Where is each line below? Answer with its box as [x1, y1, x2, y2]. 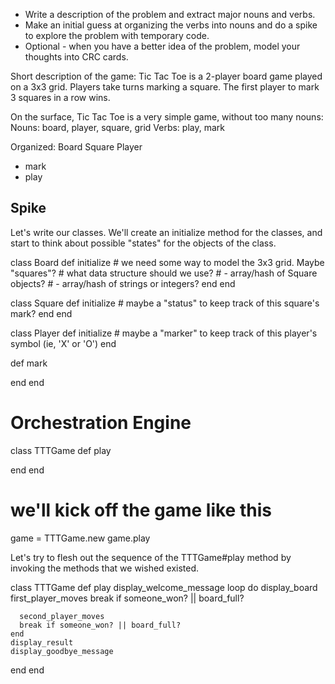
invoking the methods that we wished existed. [10, 562, 200, 574]
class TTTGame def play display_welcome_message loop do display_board [10, 581, 318, 593]
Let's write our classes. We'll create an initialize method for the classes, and [10, 226, 323, 238]
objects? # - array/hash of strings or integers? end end [10, 277, 236, 289]
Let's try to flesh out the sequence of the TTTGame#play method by [10, 551, 292, 563]
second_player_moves [19, 611, 105, 621]
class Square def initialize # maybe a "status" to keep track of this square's [10, 297, 320, 309]
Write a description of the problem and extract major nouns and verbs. [24, 9, 316, 20]
